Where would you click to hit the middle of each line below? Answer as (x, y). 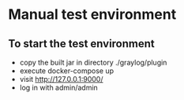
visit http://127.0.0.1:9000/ (61, 79)
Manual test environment (92, 15)
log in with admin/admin (59, 87)
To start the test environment (82, 44)
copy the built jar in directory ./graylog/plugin (93, 62)
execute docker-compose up (67, 71)
